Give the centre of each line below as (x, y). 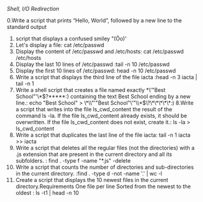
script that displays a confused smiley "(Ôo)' (71, 38)
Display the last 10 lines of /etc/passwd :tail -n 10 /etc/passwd (92, 64)
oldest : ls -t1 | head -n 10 (47, 193)
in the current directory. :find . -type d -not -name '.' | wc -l (89, 174)
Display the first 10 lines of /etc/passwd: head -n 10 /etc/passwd (96, 71)
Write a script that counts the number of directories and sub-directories (105, 167)
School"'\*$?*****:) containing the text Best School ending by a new (103, 96)
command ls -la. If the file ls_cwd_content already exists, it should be (101, 116)
